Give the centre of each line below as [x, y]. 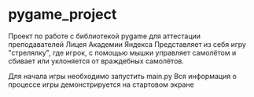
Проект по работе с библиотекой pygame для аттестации [105, 36]
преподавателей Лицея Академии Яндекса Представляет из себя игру [127, 44]
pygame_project [63, 14]
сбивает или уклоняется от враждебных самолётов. [96, 61]
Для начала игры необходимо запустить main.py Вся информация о [123, 76]
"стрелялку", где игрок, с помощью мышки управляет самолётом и [122, 52]
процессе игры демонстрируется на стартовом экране [101, 84]
